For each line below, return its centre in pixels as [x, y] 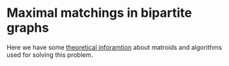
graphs [28, 28]
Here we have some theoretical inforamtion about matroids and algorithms [114, 47]
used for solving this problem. [50, 55]
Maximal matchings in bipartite [99, 13]
